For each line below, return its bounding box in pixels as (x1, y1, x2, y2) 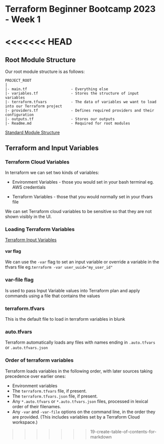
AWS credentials (12, 184, 46, 190)
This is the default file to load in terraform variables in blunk (5, 316, 126, 322)
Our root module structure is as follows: (5, 69, 85, 74)
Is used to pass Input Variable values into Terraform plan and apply (5, 287, 141, 293)
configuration (5, 113, 34, 117)
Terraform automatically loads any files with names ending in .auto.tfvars (5, 339, 156, 346)
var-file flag (5, 277, 34, 283)
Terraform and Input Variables (5, 143, 99, 152)
